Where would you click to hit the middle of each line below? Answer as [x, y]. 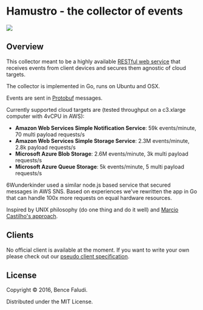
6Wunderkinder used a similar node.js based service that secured [88, 185]
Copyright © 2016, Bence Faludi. [47, 290]
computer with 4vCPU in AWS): [45, 116]
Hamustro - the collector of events [95, 11]
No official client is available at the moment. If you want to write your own [98, 250]
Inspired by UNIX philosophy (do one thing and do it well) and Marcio [92, 209]
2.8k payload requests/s [45, 147]
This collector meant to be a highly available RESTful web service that [93, 61]
